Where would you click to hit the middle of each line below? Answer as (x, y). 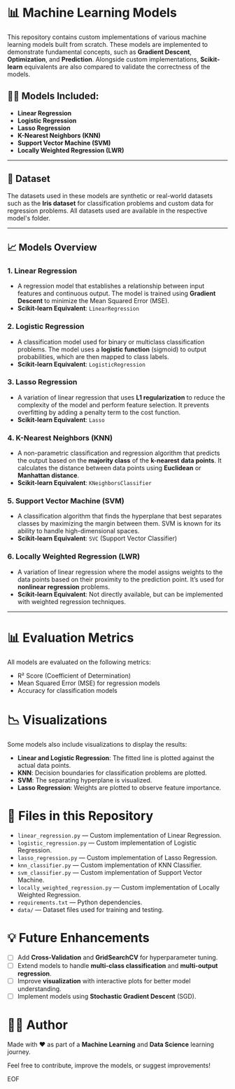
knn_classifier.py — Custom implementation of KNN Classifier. (109, 865)
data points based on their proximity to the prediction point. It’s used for (121, 579)
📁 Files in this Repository (80, 816)
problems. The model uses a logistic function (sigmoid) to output (112, 349)
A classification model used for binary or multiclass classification (111, 342)
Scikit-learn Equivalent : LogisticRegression (81, 364)
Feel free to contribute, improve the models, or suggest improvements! (109, 1065)
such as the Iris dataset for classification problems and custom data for (111, 203)
